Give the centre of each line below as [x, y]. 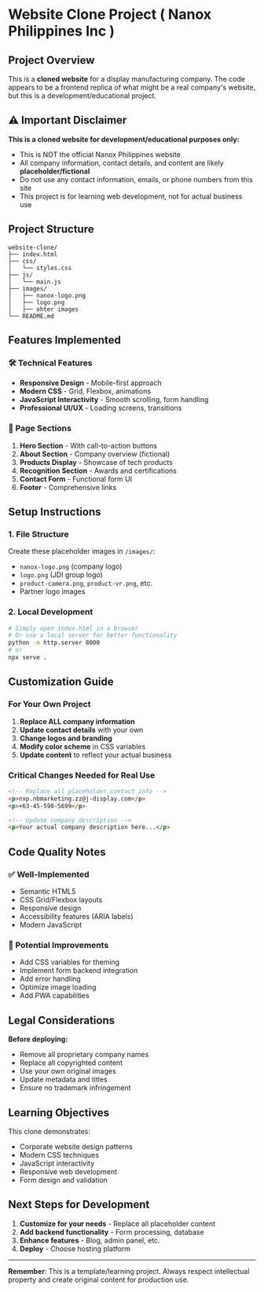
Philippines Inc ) [62, 31]
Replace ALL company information [77, 721]
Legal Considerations [62, 1020]
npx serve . [27, 657]
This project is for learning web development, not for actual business [131, 196]
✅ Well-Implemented [49, 874]
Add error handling [50, 979]
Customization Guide [61, 682]
